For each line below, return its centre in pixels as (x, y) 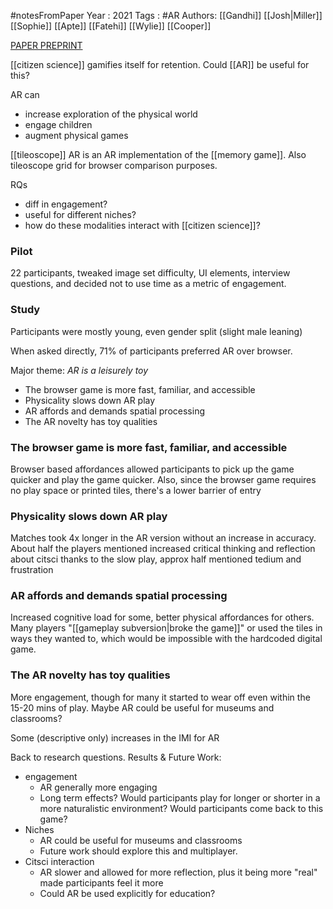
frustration (32, 570)
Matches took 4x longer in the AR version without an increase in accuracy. (163, 538)
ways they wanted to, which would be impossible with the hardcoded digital (166, 639)
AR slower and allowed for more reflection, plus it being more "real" (178, 872)
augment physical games (76, 135)
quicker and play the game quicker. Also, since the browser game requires (163, 479)
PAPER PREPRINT (46, 45)
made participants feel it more (101, 882)
